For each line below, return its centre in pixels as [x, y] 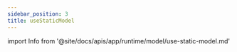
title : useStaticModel [41, 21]
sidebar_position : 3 [38, 14]
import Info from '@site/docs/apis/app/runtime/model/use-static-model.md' [118, 41]
